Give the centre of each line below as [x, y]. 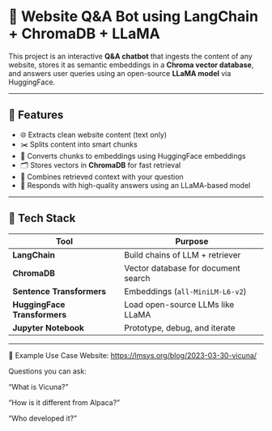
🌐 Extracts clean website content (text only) [93, 134]
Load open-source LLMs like [179, 305]
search [137, 278]
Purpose [192, 241]
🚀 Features [36, 115]
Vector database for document [182, 268]
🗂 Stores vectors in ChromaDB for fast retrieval [100, 164]
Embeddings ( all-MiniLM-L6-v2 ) [185, 291]
